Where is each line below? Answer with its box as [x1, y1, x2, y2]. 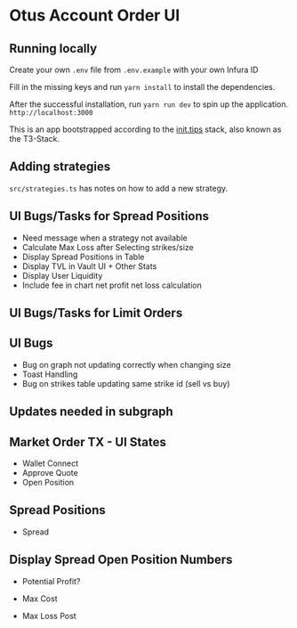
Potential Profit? [21, 575, 81, 586]
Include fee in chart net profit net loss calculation [21, 280, 202, 290]
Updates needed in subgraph [9, 404, 173, 420]
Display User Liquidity [21, 270, 103, 281]
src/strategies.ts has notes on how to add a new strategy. [9, 183, 229, 193]
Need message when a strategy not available [21, 232, 189, 243]
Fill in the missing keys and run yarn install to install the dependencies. [9, 82, 276, 92]
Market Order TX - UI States [9, 434, 167, 450]
